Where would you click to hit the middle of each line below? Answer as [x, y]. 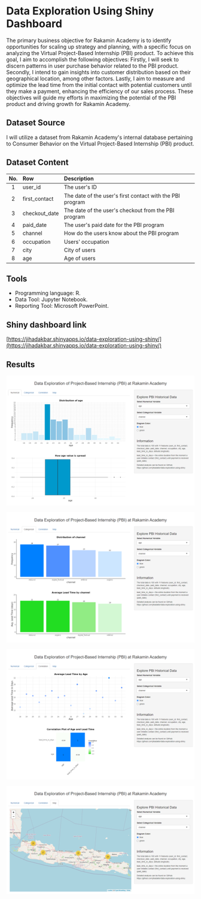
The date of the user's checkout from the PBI [119, 210]
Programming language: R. [48, 293]
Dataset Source [36, 123]
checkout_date [41, 213]
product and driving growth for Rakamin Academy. [68, 104]
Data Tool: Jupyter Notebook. [51, 299]
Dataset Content [37, 163]
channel [33, 233]
